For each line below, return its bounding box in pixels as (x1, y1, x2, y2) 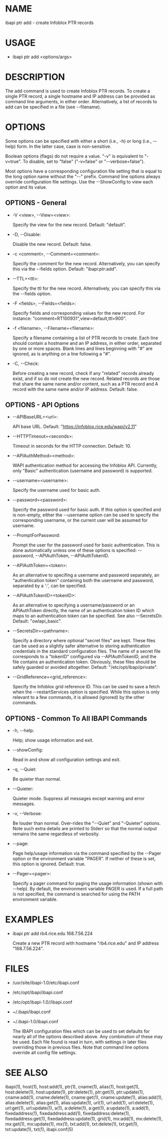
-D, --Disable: (12, 231, 41, 237)
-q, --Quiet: (12, 767, 37, 773)
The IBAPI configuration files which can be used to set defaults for (12, 1028, 150, 1034)
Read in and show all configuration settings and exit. (12, 756, 121, 763)
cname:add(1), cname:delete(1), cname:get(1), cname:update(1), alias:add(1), (5, 1094, 163, 1100)
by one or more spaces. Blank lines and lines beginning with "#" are (12, 345, 153, 351)
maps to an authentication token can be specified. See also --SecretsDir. (12, 613, 163, 619)
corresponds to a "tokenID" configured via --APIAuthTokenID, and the (12, 654, 156, 660)
